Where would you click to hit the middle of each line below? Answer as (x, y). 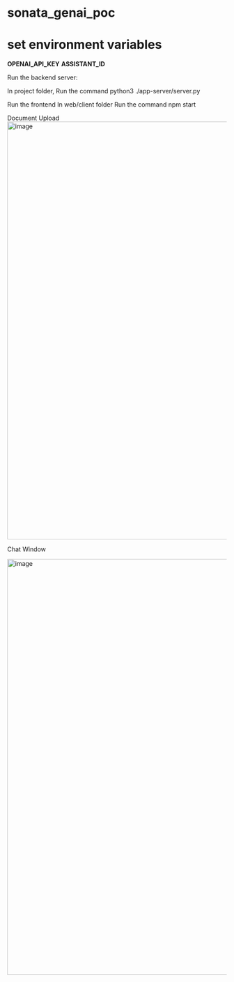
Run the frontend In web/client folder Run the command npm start (102, 105)
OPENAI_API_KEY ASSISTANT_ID (56, 64)
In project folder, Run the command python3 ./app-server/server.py (104, 91)
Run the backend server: (42, 77)
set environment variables (85, 45)
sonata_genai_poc (61, 13)
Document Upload (33, 118)
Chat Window (27, 549)
